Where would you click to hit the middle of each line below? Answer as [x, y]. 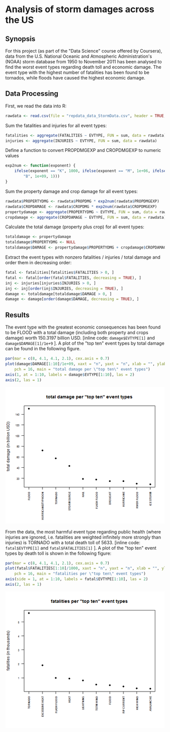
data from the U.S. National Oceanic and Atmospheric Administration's [79, 56]
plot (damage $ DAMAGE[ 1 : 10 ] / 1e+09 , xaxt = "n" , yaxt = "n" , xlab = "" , [80, 364]
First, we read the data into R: [36, 106]
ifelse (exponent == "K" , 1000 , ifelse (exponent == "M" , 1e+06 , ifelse [90, 171]
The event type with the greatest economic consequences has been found [83, 327]
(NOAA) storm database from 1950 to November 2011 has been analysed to [83, 62]
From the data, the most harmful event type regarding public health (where [83, 532]
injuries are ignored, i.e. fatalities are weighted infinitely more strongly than [83, 537]
